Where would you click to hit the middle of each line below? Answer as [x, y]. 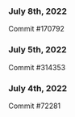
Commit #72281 [35, 106]
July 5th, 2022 [37, 50]
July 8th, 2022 [37, 11]
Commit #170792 [36, 29]
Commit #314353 [37, 67]
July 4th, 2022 [38, 88]
